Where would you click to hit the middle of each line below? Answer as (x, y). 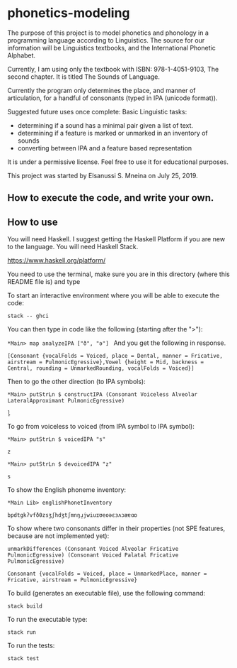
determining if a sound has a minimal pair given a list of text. (105, 125)
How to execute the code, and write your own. (111, 198)
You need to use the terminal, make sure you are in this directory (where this (118, 274)
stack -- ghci (28, 316)
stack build (25, 606)
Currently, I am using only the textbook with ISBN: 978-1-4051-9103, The (113, 69)
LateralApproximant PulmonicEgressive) (66, 401)
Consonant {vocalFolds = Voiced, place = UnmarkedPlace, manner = (107, 574)
